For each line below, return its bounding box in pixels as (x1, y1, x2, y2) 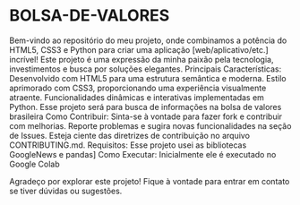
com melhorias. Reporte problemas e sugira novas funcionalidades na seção (9, 120, 292, 131)
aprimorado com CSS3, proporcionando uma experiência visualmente (9, 82, 267, 93)
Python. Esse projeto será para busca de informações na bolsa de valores (9, 101, 282, 112)
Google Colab (9, 158, 60, 169)
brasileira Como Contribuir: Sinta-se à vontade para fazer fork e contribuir (9, 111, 283, 122)
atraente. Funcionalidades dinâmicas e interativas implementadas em (9, 91, 264, 103)
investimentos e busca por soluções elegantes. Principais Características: (9, 64, 282, 74)
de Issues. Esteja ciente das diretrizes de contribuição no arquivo (9, 130, 251, 141)
